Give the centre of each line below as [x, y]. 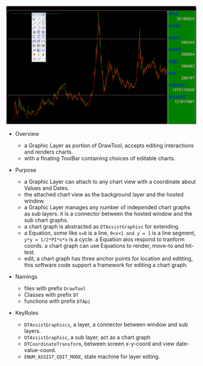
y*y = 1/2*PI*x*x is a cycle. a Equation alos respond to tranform [104, 239]
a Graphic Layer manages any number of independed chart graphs [107, 207]
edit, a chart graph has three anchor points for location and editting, [108, 258]
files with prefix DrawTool [55, 288]
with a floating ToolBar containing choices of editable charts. [100, 158]
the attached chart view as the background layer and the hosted [104, 194]
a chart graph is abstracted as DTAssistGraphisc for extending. [102, 226]
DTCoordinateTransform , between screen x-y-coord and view [99, 344]
